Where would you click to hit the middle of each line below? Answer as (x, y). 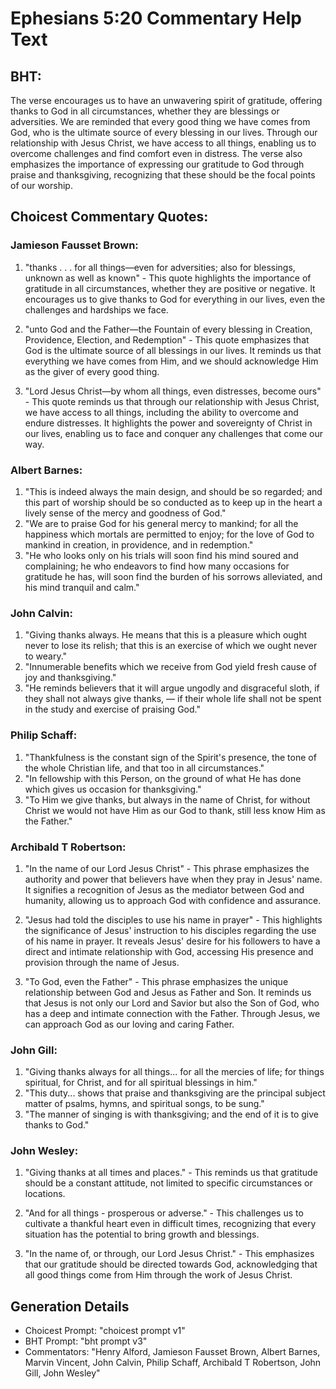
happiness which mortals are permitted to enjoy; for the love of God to (169, 534)
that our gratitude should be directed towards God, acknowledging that (171, 1264)
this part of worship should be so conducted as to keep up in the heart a (173, 502)
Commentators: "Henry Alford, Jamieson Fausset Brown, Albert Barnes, (172, 1352)
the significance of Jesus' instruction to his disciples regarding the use (170, 930)
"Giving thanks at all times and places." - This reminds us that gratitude (171, 1173)
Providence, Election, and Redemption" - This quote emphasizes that (167, 339)
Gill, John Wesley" (62, 1373)
